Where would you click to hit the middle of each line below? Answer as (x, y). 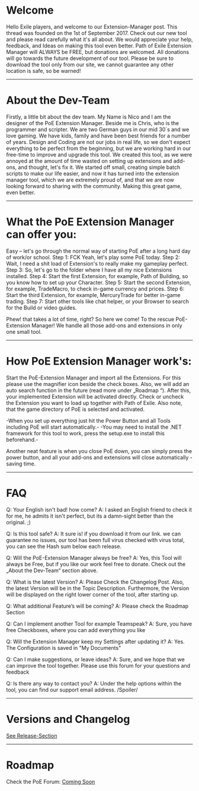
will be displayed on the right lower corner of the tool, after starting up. (92, 594)
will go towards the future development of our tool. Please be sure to (90, 58)
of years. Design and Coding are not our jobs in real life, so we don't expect (98, 142)
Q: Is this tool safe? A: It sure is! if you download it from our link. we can (94, 534)
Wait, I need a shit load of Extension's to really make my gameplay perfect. (97, 263)
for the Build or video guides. (41, 307)
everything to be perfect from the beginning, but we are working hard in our (99, 148)
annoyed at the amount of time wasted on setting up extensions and (89, 161)
